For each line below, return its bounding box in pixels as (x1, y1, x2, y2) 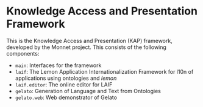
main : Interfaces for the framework (15, 62, 102, 69)
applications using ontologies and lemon (15, 74, 117, 82)
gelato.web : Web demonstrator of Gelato (15, 94, 118, 101)
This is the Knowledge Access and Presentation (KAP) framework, (6, 37, 173, 44)
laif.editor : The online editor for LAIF (15, 80, 113, 88)
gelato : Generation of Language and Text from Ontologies (15, 87, 162, 94)
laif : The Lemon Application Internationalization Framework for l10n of (15, 68, 194, 75)
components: (6, 50, 40, 57)
